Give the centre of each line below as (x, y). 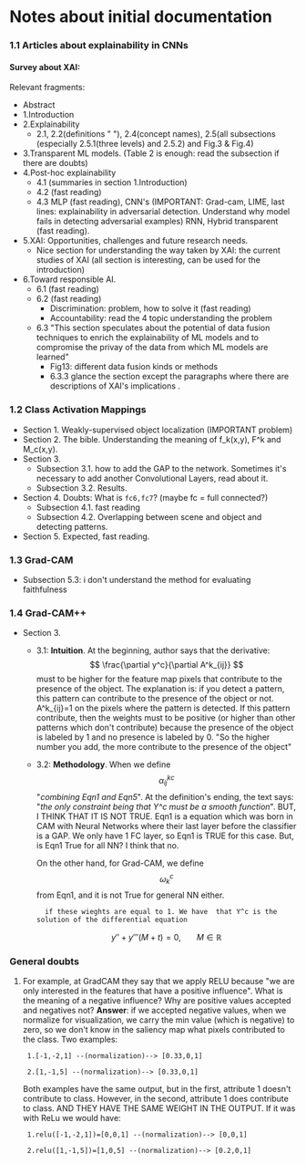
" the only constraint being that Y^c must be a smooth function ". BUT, (166, 806)
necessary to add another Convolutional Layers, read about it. (152, 478)
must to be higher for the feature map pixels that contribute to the (159, 679)
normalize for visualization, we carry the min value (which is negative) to (158, 1020)
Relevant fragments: (47, 88)
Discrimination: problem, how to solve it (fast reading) (151, 308)
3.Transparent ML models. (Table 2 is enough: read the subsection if (151, 153)
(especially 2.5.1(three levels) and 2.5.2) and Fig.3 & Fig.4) (145, 144)
